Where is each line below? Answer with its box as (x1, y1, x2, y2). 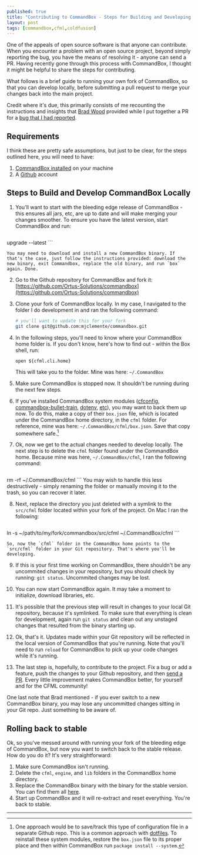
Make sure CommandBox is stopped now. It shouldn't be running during (15, 380, 190, 387)
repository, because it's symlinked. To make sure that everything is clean (15, 610, 192, 617)
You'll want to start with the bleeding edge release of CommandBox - (15, 203, 183, 211)
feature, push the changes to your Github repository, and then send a (15, 670, 183, 677)
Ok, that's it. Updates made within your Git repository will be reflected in (15, 633, 190, 640)
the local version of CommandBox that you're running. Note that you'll (15, 640, 184, 647)
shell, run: (15, 346, 40, 354)
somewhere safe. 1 (15, 429, 59, 437)
